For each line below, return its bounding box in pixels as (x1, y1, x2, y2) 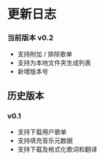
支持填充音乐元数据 (17, 136, 73, 145)
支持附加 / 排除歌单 (17, 50, 73, 58)
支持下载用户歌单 (17, 128, 67, 136)
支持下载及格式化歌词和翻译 (17, 145, 98, 154)
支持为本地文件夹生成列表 (17, 58, 91, 67)
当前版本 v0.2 (7, 33, 54, 42)
